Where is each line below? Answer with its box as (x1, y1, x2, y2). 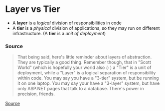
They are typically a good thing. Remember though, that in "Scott (17, 59, 151, 65)
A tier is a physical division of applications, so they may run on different (12, 25, 160, 31)
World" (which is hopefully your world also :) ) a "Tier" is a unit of (17, 64, 152, 70)
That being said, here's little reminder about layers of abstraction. (17, 54, 152, 60)
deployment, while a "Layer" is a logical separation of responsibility (17, 70, 156, 76)
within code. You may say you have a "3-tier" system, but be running (17, 75, 159, 81)
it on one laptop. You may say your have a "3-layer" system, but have (17, 80, 160, 86)
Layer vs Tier (5, 3, 61, 15)
